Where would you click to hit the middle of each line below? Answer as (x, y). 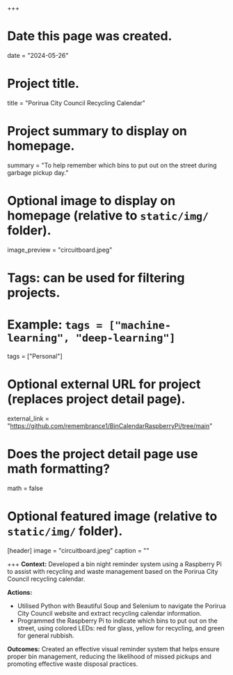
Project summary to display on (97, 131)
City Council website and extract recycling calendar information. (109, 613)
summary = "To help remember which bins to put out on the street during (112, 165)
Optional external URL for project (104, 385)
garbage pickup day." (38, 172)
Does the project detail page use (103, 454)
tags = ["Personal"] (35, 356)
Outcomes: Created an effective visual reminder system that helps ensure (113, 649)
